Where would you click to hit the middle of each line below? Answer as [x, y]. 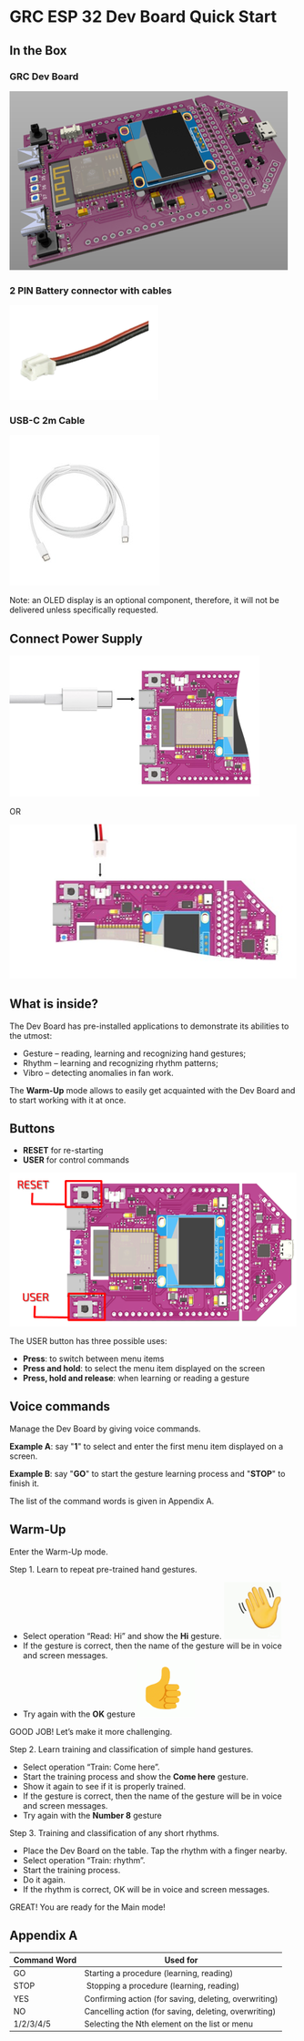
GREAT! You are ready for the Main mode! [87, 1907]
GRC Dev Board [44, 77]
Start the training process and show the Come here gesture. [135, 1776]
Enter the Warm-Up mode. [59, 1552]
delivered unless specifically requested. [84, 610]
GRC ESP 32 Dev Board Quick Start [143, 17]
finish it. [24, 1483]
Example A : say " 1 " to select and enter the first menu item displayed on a [147, 1446]
